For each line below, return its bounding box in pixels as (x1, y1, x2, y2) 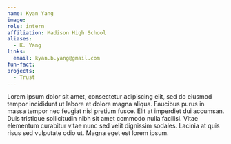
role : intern (7, 23, 45, 29)
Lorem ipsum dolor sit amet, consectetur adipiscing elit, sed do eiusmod (7, 93, 212, 101)
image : (7, 16, 26, 23)
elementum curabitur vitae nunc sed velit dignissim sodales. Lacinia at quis (7, 121, 221, 130)
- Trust (13, 73, 36, 81)
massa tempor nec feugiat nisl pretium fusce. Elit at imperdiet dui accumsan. (7, 107, 225, 115)
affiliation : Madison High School (7, 29, 107, 36)
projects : (7, 67, 36, 74)
